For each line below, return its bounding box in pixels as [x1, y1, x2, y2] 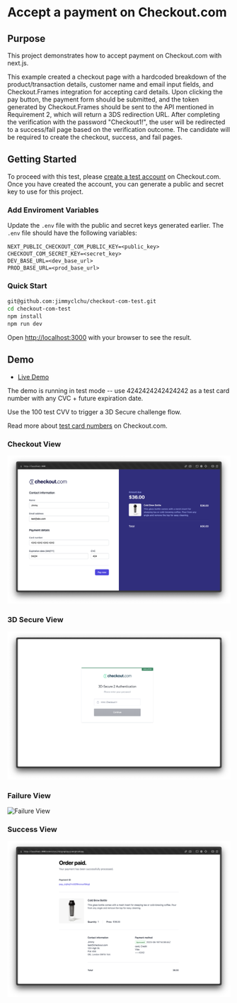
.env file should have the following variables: [7, 228, 138, 238]
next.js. [7, 59, 29, 67]
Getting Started [7, 153, 77, 165]
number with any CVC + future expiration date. [7, 394, 144, 402]
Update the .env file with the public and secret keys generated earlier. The [7, 221, 224, 230]
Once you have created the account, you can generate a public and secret [7, 179, 224, 188]
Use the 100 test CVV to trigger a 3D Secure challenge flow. [7, 407, 182, 416]
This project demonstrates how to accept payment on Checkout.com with [7, 51, 222, 60]
